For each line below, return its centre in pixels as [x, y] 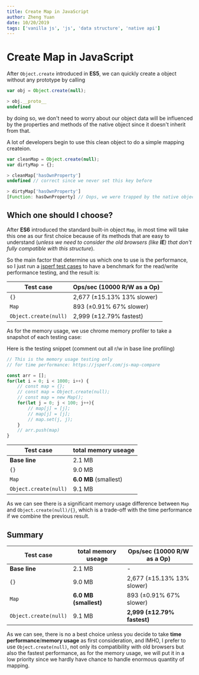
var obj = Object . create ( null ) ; [46, 91]
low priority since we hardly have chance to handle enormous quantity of [96, 659]
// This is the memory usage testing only [60, 359]
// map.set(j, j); [50, 419]
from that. [19, 131]
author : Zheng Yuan [31, 17]
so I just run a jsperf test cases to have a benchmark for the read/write [92, 266]
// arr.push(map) [39, 431]
